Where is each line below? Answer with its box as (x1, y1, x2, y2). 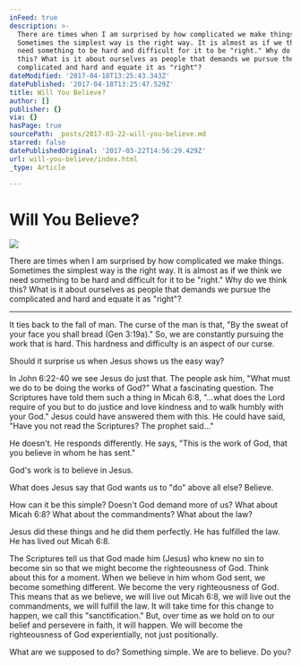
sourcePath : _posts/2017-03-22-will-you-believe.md (9, 130, 206, 139)
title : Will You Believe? (9, 88, 106, 97)
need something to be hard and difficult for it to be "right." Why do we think (9, 275, 288, 286)
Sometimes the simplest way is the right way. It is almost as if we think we (9, 265, 282, 276)
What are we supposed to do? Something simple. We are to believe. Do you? (9, 646, 291, 658)
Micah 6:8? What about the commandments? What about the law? (9, 509, 253, 520)
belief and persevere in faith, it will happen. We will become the (9, 619, 244, 631)
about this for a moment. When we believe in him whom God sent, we (9, 572, 266, 583)
